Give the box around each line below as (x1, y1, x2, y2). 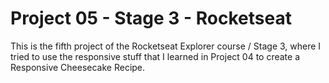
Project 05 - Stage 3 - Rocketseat (10, 7, 292, 30)
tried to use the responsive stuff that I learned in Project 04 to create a (10, 50, 301, 62)
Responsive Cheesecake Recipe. (10, 61, 146, 73)
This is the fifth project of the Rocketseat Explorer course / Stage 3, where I (10, 40, 322, 52)
